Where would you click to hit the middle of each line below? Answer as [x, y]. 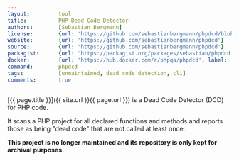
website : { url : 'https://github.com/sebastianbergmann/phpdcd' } [116, 40]
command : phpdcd [43, 67]
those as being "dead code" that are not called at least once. [96, 129]
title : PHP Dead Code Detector [68, 21]
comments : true [39, 80]
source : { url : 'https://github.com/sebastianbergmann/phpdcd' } [116, 47]
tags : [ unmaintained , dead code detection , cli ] [97, 73]
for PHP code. [28, 108]
